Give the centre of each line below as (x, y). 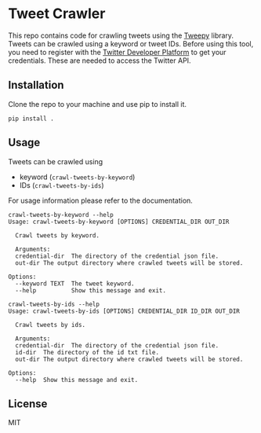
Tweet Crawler (57, 14)
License (28, 404)
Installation (36, 85)
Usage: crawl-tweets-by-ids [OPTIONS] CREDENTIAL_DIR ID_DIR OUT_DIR (124, 311)
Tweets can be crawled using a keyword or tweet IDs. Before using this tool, (131, 43)
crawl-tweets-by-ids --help (54, 304)
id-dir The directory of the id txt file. (87, 352)
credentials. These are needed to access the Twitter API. (100, 61)
